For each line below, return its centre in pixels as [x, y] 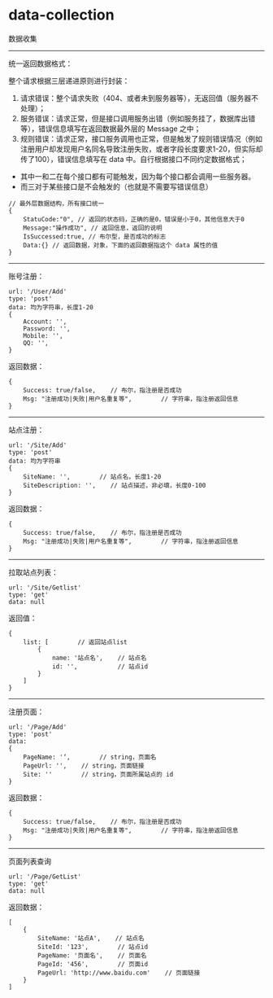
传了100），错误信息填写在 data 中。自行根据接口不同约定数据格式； [133, 159]
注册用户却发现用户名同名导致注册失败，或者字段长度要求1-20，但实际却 [141, 149]
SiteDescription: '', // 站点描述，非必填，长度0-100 [115, 485]
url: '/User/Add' [38, 291]
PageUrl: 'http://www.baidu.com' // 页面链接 [119, 973]
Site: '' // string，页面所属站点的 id [98, 774]
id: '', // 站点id [100, 666]
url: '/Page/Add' [38, 727]
